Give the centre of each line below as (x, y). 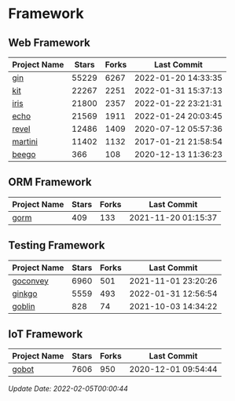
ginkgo (25, 293)
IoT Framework (46, 334)
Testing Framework (57, 245)
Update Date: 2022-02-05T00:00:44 (68, 388)
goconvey (31, 281)
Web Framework (49, 43)
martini (25, 142)
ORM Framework (50, 182)
